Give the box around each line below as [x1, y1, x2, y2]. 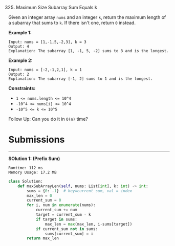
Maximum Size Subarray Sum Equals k [15, 5, 98, 10]
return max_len [27, 236, 59, 241]
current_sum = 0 [27, 198, 61, 203]
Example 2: [8, 57, 33, 63]
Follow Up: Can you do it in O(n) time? [8, 116, 89, 122]
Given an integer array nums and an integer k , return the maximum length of [8, 14, 166, 20]
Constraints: [8, 85, 36, 91]
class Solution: [8, 178, 43, 184]
